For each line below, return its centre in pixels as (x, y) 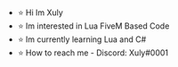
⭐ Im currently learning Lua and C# (82, 39)
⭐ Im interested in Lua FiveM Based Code (93, 26)
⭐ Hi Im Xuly (40, 13)
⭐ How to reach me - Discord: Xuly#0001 (93, 53)
